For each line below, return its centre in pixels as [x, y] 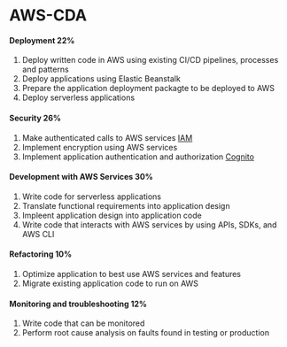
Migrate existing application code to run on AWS [110, 283]
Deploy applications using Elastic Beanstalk [101, 79]
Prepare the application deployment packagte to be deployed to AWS [148, 89]
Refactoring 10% [41, 254]
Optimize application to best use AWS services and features [132, 274]
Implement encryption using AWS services [100, 147]
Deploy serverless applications [78, 97]
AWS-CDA [48, 15]
